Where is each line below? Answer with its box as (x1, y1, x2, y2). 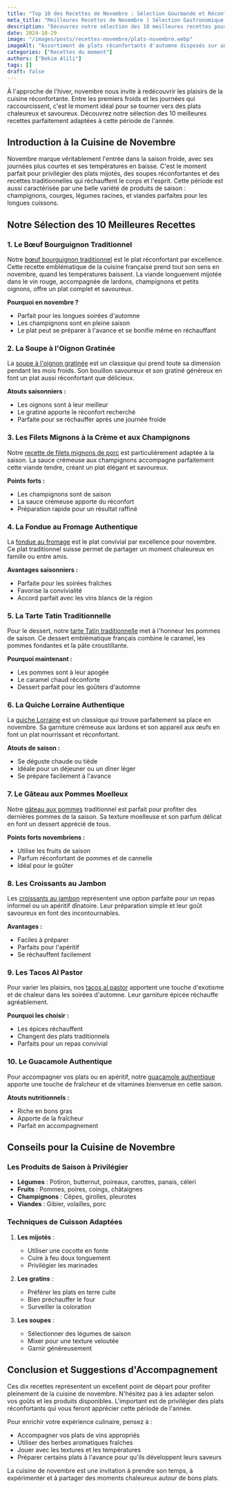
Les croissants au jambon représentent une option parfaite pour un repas (7, 894, 215, 903)
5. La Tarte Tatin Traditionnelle (7, 611, 112, 620)
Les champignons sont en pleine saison (17, 319, 130, 327)
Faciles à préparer (17, 936, 69, 944)
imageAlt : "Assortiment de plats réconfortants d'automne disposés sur (7, 42, 217, 49)
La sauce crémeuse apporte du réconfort (17, 497, 135, 506)
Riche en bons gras (17, 1107, 72, 1115)
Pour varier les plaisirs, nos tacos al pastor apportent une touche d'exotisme (7, 983, 224, 992)
